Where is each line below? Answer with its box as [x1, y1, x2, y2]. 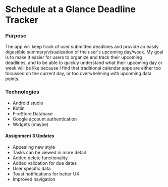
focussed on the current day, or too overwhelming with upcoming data [5, 71, 152, 77]
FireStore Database [12, 110, 53, 116]
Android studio [12, 100, 44, 106]
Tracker [5, 14, 39, 26]
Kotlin [12, 105, 25, 111]
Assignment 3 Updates [5, 133, 54, 139]
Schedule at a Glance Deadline [5, 4, 136, 15]
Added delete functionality [12, 155, 68, 161]
